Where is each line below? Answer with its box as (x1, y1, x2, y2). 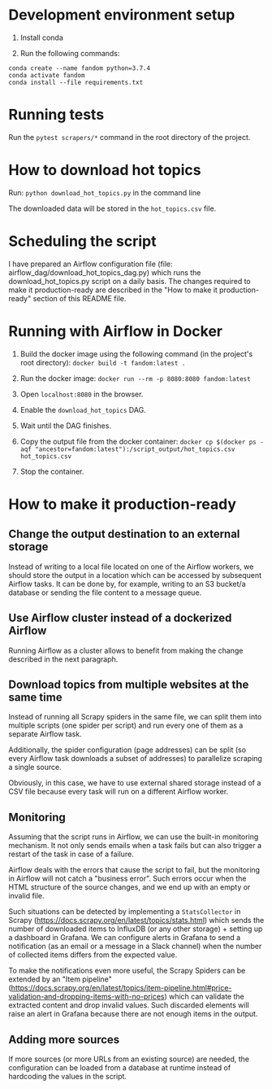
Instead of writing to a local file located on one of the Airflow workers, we (8, 562, 254, 571)
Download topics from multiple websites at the (8, 677, 249, 691)
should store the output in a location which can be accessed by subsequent (8, 570, 262, 579)
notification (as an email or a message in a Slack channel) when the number (8, 942, 262, 951)
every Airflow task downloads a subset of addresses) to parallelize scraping (8, 754, 262, 763)
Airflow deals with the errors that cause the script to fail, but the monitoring (8, 865, 261, 875)
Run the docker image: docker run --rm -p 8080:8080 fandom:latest (19, 373, 251, 383)
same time (8, 690, 63, 704)
